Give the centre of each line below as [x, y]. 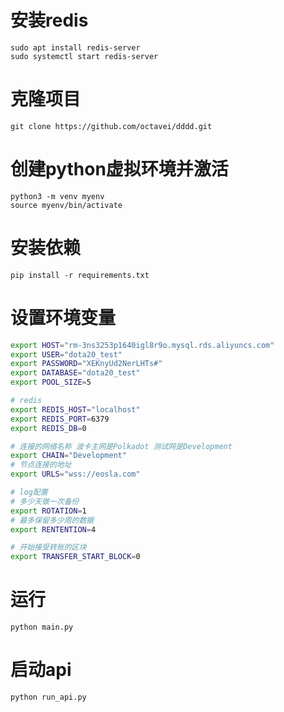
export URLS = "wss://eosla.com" [75, 474]
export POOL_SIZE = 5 [51, 382]
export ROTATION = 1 [48, 511]
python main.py [42, 627]
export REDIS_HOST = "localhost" [75, 409]
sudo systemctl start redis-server [84, 56]
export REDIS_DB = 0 [48, 428]
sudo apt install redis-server [75, 47]
